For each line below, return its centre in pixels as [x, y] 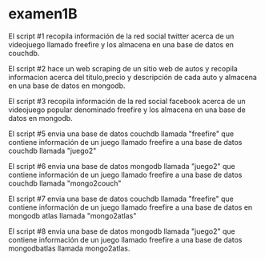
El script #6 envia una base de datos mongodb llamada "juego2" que [122, 166]
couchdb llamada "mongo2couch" [65, 183]
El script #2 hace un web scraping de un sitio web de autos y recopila [123, 68]
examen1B [43, 14]
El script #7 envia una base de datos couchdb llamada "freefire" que [121, 199]
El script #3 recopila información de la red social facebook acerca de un [127, 101]
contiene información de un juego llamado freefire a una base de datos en [130, 207]
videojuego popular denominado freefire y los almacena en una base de [127, 110]
